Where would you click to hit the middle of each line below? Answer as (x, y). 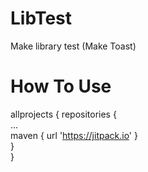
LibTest (41, 18)
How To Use (61, 86)
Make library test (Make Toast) (73, 46)
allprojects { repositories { (63, 114)
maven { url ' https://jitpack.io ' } (74, 135)
